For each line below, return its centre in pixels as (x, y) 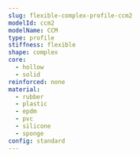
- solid (28, 75)
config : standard (37, 141)
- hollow (30, 67)
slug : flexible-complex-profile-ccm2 (70, 15)
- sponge (30, 133)
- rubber (30, 97)
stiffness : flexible (42, 45)
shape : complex (33, 52)
